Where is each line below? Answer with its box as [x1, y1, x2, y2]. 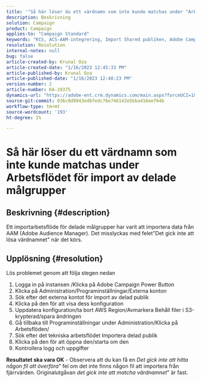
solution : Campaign [6, 20, 55, 26]
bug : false [6, 53, 33, 59]
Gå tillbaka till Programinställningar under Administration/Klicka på [14, 319, 178, 326]
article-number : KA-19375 [6, 87, 71, 93]
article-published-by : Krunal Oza [6, 70, 93, 76]
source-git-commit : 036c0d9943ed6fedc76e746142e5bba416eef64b [6, 98, 165, 104]
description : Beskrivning [6, 14, 71, 20]
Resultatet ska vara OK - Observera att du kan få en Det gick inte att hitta [6, 356, 188, 363]
